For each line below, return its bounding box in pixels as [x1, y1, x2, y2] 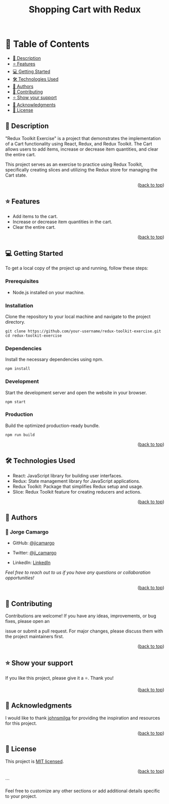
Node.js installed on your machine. [12, 289, 85, 295]
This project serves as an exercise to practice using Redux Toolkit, [5, 161, 143, 167]
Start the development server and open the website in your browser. [5, 390, 147, 396]
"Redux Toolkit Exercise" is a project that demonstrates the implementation [5, 135, 161, 141]
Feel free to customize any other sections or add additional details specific [5, 788, 160, 794]
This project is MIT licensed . [5, 758, 64, 764]
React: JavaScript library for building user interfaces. [12, 472, 123, 478]
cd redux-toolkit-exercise [5, 333, 62, 338]
